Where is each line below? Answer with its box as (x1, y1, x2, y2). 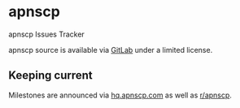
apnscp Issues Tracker (8, 29, 85, 39)
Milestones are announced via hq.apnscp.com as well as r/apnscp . (8, 90, 232, 100)
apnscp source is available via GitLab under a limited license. (8, 45, 213, 54)
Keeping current (8, 68, 93, 83)
